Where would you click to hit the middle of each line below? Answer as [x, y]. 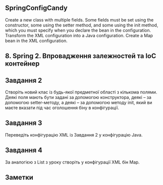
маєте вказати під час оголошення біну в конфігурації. [62, 108]
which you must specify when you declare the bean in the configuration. [78, 30]
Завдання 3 [24, 123]
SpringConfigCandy [36, 8]
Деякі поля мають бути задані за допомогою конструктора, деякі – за [78, 97]
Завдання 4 [24, 150]
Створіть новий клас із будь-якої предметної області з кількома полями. [81, 92]
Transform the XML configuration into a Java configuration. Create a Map [79, 35]
